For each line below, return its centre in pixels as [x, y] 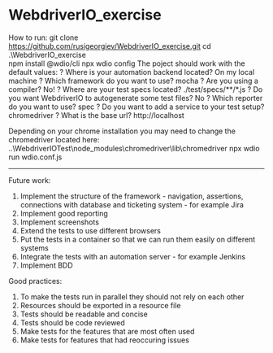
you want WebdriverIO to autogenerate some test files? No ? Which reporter [136, 98]
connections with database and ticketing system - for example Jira [132, 204]
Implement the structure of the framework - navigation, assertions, [132, 196]
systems [34, 248]
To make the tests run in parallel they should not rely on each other [132, 296]
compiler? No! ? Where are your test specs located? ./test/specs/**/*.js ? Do [136, 89]
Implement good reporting [64, 213]
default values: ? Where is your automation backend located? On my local [132, 72]
